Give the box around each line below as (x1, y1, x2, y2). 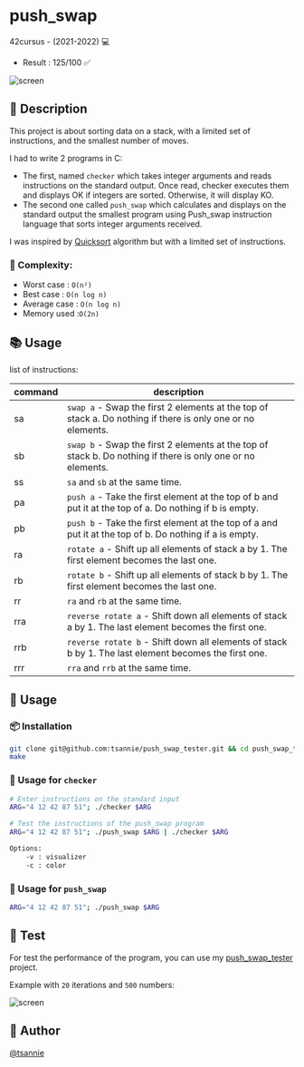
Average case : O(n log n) (22, 298, 122, 309)
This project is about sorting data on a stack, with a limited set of (9, 125, 251, 136)
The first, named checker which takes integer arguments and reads (22, 170, 272, 181)
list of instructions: (9, 364, 79, 374)
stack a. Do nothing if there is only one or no (66, 412, 255, 424)
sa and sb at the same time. (66, 475, 183, 488)
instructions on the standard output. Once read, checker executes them (22, 179, 290, 190)
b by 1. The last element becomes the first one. (66, 646, 268, 659)
